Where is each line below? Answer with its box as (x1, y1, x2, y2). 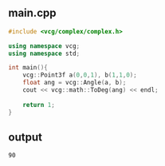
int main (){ (8, 64, 48, 72)
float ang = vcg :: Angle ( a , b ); (22, 79, 127, 87)
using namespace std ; (8, 49, 81, 57)
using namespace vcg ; (8, 41, 81, 50)
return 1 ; (22, 101, 56, 109)
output (8, 130, 42, 144)
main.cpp (8, 6, 57, 20)
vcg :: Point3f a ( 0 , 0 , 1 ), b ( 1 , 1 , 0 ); (22, 71, 137, 79)
